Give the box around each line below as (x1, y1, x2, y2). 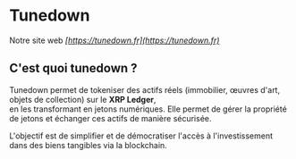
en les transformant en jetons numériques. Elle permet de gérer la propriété (9, 104, 288, 114)
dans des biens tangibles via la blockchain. (9, 139, 167, 150)
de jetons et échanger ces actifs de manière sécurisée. (9, 113, 212, 123)
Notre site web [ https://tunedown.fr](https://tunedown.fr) (9, 35, 220, 46)
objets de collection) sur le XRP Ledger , (9, 94, 156, 105)
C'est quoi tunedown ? (9, 61, 138, 76)
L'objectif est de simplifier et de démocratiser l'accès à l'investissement (9, 130, 274, 141)
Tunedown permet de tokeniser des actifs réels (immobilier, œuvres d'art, (9, 84, 280, 95)
